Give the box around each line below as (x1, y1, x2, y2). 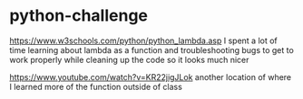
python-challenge (9, 5, 148, 26)
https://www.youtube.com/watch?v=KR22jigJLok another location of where (9, 71, 292, 82)
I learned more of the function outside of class (9, 81, 183, 92)
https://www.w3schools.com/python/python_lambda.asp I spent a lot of (9, 35, 279, 46)
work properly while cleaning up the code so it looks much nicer (9, 54, 249, 65)
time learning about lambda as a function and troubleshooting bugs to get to (9, 44, 295, 55)
